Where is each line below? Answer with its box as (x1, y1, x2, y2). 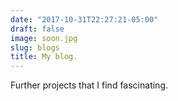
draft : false (10, 24, 65, 34)
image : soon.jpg (10, 33, 78, 43)
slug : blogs (10, 42, 60, 53)
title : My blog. (10, 52, 78, 62)
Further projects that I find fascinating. (10, 79, 168, 91)
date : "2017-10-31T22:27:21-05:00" (10, 14, 159, 25)
